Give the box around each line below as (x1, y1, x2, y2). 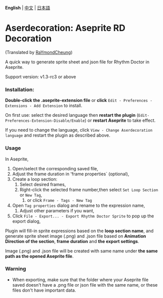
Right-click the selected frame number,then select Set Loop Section (19, 187, 159, 193)
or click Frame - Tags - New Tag (27, 197, 92, 203)
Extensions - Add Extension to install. (5, 102, 82, 108)
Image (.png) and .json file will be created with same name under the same (5, 248, 158, 254)
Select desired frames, (19, 181, 66, 187)
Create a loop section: (12, 176, 58, 182)
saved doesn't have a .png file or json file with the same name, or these (12, 282, 158, 288)
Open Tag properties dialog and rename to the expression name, (12, 202, 145, 208)
